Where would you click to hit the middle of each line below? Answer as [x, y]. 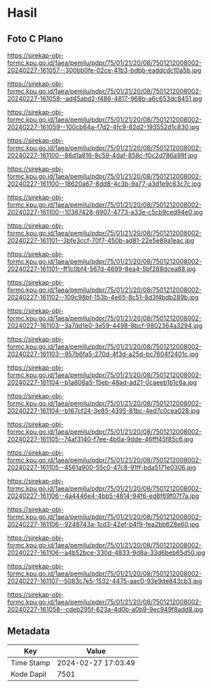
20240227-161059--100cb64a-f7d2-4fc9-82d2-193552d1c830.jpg [104, 127]
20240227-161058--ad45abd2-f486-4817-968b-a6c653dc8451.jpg [105, 98]
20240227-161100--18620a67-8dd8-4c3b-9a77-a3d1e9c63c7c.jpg [104, 184]
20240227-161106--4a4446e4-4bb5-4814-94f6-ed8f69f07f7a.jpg [103, 496]
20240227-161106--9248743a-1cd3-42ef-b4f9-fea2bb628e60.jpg [103, 524]
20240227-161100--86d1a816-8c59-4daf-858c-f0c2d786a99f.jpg [102, 155]
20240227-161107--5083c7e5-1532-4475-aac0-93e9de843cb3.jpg [105, 581]
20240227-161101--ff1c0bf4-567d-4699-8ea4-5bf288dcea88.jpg [102, 269]
